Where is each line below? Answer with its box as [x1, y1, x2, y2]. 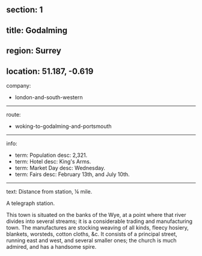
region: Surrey [6, 46, 61, 56]
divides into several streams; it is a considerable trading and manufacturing [6, 218, 193, 225]
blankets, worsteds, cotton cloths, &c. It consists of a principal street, [6, 230, 177, 237]
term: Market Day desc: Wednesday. [14, 164, 105, 171]
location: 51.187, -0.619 [6, 66, 94, 76]
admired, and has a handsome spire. [6, 243, 97, 250]
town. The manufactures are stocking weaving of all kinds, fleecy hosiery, [6, 224, 189, 231]
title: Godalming [6, 25, 68, 35]
